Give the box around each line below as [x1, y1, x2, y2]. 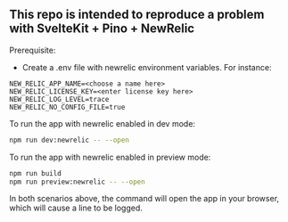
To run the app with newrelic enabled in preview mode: [9, 152, 211, 162]
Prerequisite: [9, 45, 56, 55]
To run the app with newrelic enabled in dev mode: [9, 118, 196, 128]
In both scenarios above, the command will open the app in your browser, [9, 193, 279, 204]
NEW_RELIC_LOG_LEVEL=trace [9, 95, 110, 103]
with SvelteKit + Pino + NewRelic [9, 21, 194, 37]
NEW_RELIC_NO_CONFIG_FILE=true [9, 103, 126, 111]
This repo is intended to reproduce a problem [9, 7, 265, 22]
